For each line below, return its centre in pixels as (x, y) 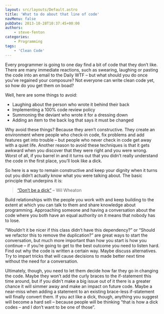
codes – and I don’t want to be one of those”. (50, 307)
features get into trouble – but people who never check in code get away (78, 140)
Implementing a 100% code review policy (54, 109)
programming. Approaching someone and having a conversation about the (80, 210)
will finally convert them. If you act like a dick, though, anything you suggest (82, 296)
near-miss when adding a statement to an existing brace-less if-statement (80, 291)
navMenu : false (21, 19)
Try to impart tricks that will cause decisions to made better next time (75, 256)
